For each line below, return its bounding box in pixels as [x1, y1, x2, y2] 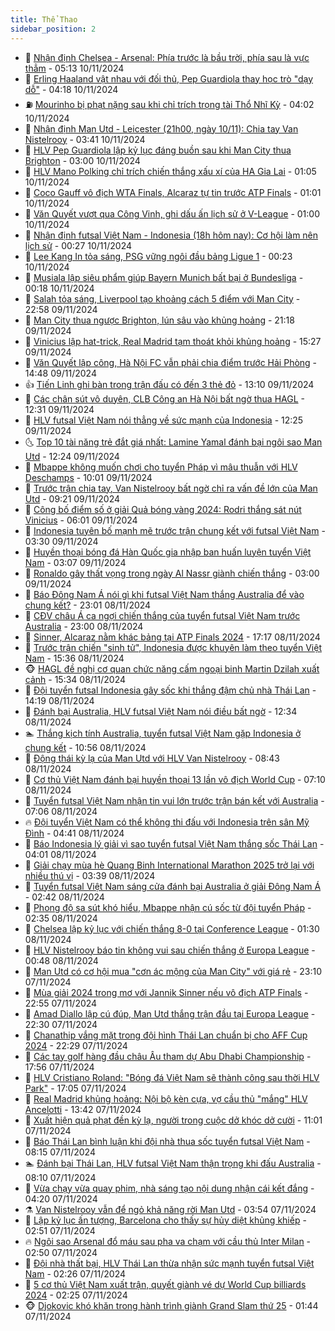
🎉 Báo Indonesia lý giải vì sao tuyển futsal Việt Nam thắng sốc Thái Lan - [24, 837, 325, 850]
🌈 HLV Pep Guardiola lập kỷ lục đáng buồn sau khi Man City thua [24, 144, 292, 156]
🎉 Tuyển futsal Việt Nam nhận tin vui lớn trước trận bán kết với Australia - [24, 794, 325, 806]
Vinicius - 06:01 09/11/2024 [24, 514, 138, 526]
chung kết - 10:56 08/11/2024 [24, 741, 147, 753]
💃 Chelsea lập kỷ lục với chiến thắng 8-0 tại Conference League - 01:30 [24, 922, 320, 935]
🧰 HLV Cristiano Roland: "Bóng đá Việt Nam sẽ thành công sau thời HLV [24, 1071, 320, 1083]
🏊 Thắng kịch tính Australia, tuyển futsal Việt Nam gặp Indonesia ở [24, 727, 302, 739]
